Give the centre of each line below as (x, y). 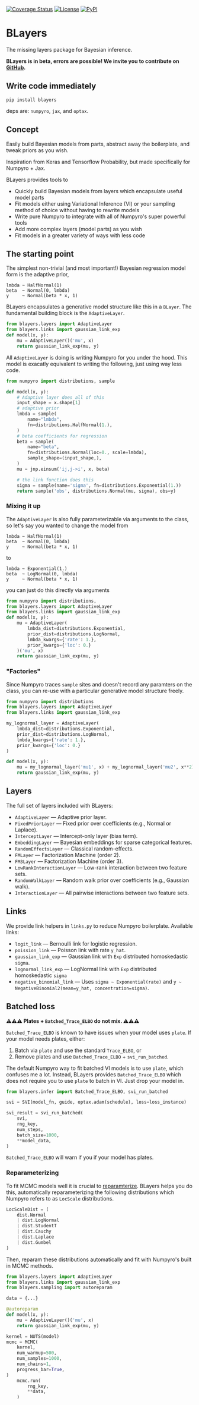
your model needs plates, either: (46, 1039)
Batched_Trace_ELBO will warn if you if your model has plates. (80, 1157)
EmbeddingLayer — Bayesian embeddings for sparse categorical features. (103, 842)
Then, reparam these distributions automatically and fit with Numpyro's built (99, 1259)
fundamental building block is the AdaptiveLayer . (65, 313)
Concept (23, 130)
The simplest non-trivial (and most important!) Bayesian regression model (96, 268)
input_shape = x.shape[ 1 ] (49, 403)
